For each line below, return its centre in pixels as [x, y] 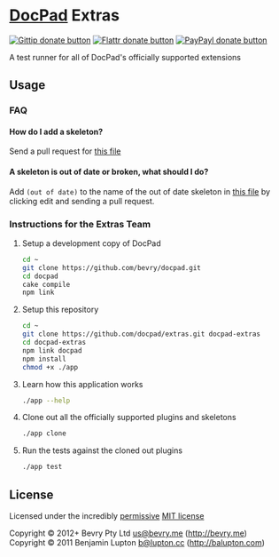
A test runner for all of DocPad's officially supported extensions [125, 57]
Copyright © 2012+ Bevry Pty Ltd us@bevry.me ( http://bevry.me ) [128, 533]
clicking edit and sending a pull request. [82, 201]
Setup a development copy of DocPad [91, 243]
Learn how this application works [82, 384]
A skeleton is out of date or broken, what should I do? [109, 172]
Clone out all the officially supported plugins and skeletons [129, 418]
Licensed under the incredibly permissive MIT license [107, 516]
